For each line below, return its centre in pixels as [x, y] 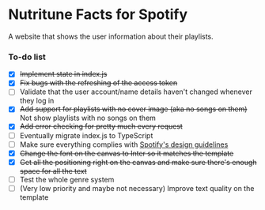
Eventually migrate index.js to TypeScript [86, 135]
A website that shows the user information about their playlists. [111, 36]
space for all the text [53, 171]
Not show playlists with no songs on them [88, 118]
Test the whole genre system [67, 179]
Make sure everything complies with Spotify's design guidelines [124, 144]
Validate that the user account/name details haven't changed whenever [136, 92]
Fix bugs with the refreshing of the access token [98, 83]
